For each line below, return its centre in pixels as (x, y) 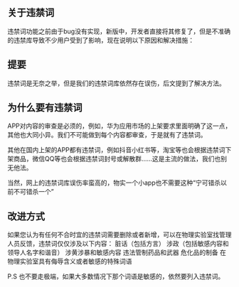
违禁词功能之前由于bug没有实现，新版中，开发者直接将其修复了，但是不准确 (119, 31)
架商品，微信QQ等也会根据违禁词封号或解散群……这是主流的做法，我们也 (114, 159)
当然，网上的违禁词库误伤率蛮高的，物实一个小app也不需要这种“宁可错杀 (114, 183)
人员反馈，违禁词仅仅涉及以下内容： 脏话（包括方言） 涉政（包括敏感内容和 (118, 244)
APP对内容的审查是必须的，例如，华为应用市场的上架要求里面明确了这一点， (119, 126)
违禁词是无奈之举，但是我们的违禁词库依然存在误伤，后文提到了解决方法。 (116, 83)
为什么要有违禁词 (45, 108)
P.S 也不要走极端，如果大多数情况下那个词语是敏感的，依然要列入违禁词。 (116, 276)
